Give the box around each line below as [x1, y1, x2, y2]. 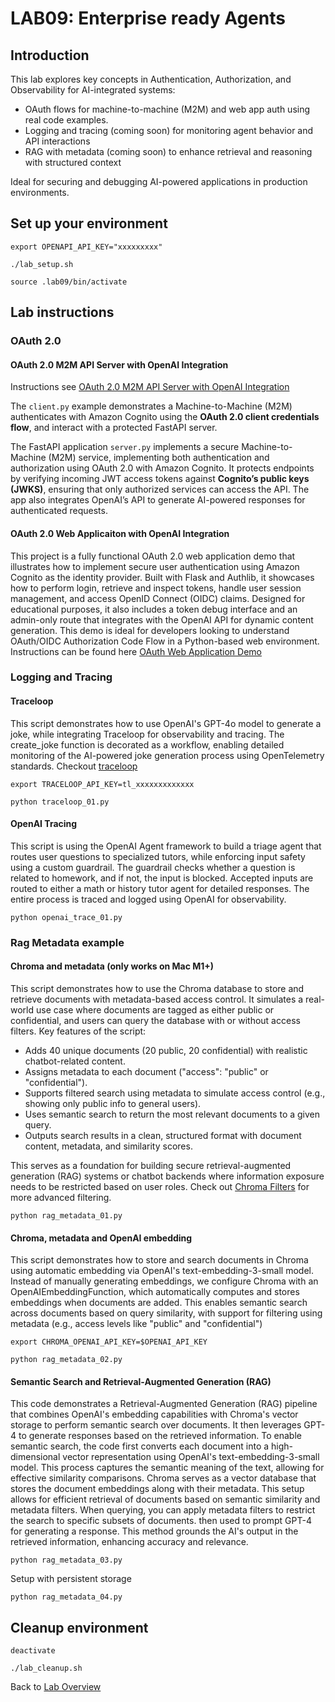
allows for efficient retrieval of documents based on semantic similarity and [10, 1493, 321, 1506]
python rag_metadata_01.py [10, 1210, 123, 1221]
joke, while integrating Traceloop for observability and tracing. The [10, 728, 285, 740]
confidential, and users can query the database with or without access [10, 1014, 301, 1026]
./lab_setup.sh [10, 259, 74, 269]
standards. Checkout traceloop [10, 760, 138, 772]
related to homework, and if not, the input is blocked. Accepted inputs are [10, 872, 314, 884]
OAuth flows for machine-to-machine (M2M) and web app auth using [24, 103, 311, 115]
